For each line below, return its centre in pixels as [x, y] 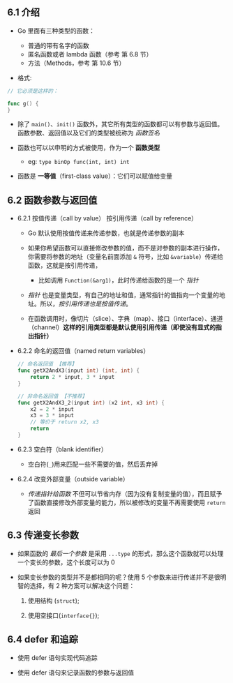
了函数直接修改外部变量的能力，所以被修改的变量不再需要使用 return [127, 502]
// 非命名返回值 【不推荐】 [52, 396]
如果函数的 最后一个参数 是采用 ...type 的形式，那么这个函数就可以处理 [120, 553]
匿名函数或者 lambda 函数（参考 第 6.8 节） [90, 54]
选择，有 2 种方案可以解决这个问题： [82, 585]
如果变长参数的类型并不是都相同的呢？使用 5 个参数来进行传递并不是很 [119, 577]
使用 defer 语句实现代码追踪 [57, 657]
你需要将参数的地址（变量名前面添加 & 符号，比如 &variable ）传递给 [126, 257]
